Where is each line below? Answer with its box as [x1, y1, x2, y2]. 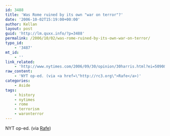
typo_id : [5, 41, 24, 46]
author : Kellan [5, 21, 37, 27]
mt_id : [5, 50, 19, 55]
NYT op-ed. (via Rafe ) [5, 125, 52, 131]
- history [14, 92, 35, 97]
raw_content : [5, 69, 33, 74]
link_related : [5, 59, 35, 64]
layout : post [5, 26, 33, 31]
